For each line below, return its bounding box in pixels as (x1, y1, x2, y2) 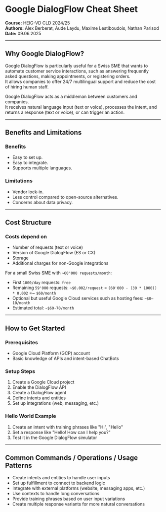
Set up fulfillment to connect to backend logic (12, 480, 105, 486)
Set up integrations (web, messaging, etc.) (12, 400, 99, 406)
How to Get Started (5, 324, 65, 332)
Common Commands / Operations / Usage (5, 453, 138, 462)
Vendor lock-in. (12, 189, 44, 195)
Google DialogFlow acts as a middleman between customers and (5, 93, 137, 99)
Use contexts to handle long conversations (12, 490, 100, 496)
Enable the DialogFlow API (12, 384, 66, 390)
